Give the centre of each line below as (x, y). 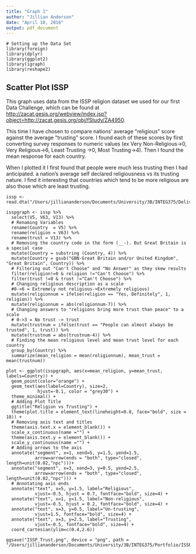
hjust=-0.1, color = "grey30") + (78, 392)
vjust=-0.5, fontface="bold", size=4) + (84, 525)
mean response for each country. (46, 156)
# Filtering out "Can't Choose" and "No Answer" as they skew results (99, 269)
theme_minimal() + (34, 397)
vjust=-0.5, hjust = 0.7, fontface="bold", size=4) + (101, 494)
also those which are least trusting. (48, 186)
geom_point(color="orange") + (48, 381)
